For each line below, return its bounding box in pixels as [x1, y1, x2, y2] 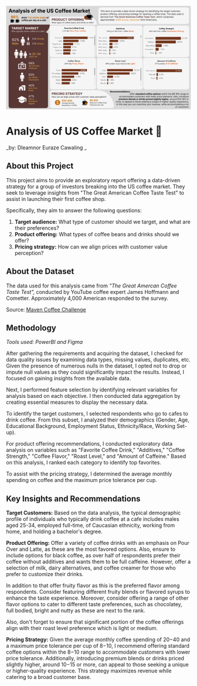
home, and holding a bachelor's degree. [6, 528, 103, 535]
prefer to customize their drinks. [6, 571, 84, 578]
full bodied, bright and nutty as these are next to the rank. [6, 607, 145, 614]
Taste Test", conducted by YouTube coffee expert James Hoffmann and [6, 288, 179, 295]
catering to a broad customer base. [6, 674, 91, 681]
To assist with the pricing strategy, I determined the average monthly [6, 470, 172, 477]
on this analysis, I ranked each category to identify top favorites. [6, 459, 161, 466]
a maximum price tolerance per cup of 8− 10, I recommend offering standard [6, 643, 189, 650]
